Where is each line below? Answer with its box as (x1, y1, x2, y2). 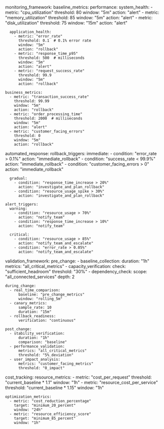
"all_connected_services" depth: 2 (5, 274, 75, 280)
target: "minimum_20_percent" (14, 403, 76, 408)
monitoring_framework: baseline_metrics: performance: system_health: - (5, 4, 153, 10)
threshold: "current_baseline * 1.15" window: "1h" (5, 385, 104, 390)
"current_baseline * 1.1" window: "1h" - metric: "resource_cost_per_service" (5, 380, 159, 385)
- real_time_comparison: (9, 288, 61, 293)
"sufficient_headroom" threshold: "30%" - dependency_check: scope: (5, 269, 148, 274)
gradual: (9, 176, 28, 181)
